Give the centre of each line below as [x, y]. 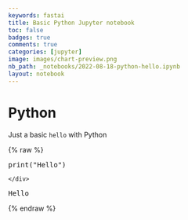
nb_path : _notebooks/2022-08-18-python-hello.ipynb [94, 67]
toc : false [26, 30]
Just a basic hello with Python [58, 134]
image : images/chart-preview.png [63, 60]
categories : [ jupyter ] [45, 52]
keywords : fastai [36, 15]
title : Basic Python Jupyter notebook [71, 23]
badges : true [29, 37]
